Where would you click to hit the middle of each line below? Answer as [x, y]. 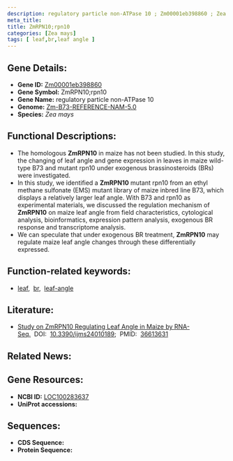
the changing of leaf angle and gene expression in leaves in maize [112, 160]
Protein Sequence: [45, 450]
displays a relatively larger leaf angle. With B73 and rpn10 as [104, 197]
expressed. [33, 249]
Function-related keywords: [69, 272]
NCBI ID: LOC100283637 [53, 396]
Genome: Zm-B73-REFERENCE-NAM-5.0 [77, 107]
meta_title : [24, 20]
